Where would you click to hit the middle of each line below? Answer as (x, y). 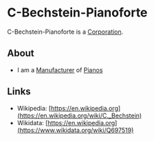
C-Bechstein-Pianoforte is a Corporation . (65, 32)
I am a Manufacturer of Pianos (60, 69)
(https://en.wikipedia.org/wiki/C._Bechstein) (79, 116)
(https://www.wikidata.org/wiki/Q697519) (75, 130)
